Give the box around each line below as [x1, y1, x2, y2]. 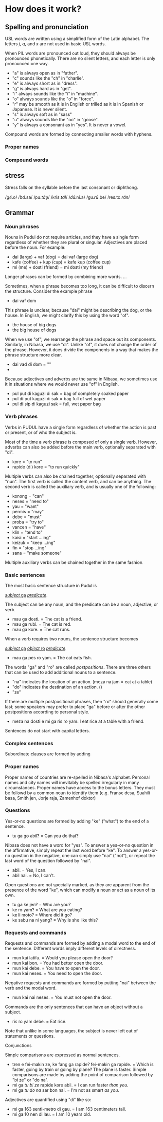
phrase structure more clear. [5, 352, 62, 358]
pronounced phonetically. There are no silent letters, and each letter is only [5, 56, 156, 61]
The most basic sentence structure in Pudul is [5, 582, 97, 588]
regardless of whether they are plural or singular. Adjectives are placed [5, 240, 147, 245]
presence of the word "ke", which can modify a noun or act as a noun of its [5, 887, 156, 893]
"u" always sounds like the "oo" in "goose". [12, 117, 99, 122]
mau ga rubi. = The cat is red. [12, 621, 72, 627]
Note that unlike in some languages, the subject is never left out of [5, 1028, 138, 1034]
